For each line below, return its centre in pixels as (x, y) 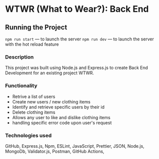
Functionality (21, 86)
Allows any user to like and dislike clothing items (61, 117)
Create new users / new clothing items (51, 101)
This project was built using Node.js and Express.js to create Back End (77, 68)
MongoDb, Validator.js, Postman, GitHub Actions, (55, 151)
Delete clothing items (34, 112)
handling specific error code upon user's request (62, 123)
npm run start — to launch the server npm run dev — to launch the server (79, 39)
